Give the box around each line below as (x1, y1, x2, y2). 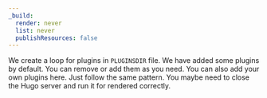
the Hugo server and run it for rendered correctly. (8, 81, 171, 91)
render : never (15, 19, 62, 27)
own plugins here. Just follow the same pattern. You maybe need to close (8, 73, 249, 82)
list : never (15, 26, 56, 34)
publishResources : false (15, 33, 98, 42)
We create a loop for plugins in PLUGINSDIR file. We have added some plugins (8, 56, 260, 65)
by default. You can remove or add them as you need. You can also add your (8, 65, 260, 74)
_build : (8, 11, 34, 20)
